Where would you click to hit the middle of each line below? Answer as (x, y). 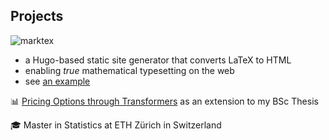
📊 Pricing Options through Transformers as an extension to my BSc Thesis (164, 101)
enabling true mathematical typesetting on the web (129, 70)
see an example (57, 81)
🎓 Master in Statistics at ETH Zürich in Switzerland (116, 125)
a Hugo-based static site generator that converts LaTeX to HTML (158, 60)
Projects (37, 16)
